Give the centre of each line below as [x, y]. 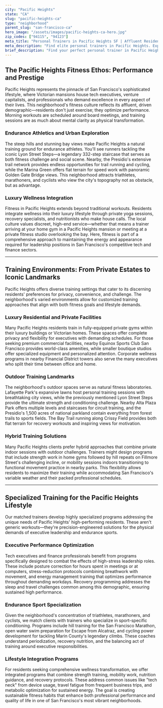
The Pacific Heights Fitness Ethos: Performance [79, 70]
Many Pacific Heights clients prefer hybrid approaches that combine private [81, 447]
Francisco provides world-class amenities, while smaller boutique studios [78, 348]
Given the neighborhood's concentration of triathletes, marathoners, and [78, 615]
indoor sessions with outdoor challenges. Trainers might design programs [79, 452]
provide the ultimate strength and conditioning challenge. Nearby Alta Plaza [81, 403]
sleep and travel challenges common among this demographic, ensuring [77, 587]
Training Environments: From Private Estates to [78, 270]
